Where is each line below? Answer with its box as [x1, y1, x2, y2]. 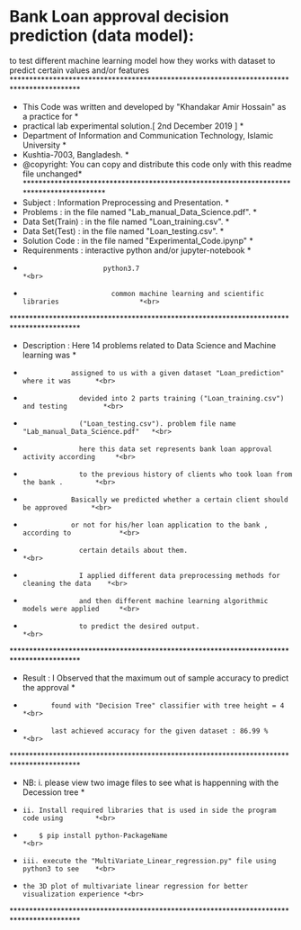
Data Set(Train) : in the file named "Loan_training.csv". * [22, 216, 230, 227]
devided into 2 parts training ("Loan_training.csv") [79, 393, 285, 402]
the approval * [22, 682, 75, 692]
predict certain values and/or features [9, 65, 150, 76]
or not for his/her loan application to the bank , [70, 520, 269, 529]
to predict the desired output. [79, 621, 200, 631]
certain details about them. [79, 546, 189, 555]
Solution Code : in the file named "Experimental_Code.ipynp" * [22, 235, 253, 246]
